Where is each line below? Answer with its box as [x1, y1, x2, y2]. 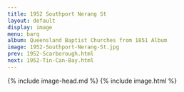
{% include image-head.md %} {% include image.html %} [7, 76, 177, 85]
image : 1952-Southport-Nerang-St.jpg [7, 44, 120, 51]
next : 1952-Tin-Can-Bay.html [7, 57, 94, 64]
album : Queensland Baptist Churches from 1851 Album [7, 37, 168, 44]
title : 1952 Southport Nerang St [7, 10, 107, 18]
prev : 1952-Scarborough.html [7, 51, 94, 58]
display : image [7, 24, 53, 31]
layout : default [7, 17, 56, 24]
